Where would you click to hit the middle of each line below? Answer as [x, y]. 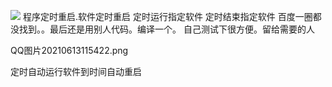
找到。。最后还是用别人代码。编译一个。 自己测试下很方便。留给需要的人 [166, 29]
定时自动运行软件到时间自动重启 [76, 71]
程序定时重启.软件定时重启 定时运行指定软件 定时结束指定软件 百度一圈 [167, 16]
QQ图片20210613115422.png [69, 50]
